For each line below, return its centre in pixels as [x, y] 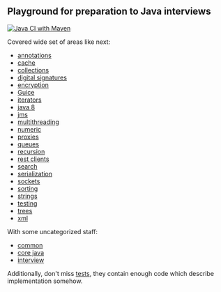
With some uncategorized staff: [53, 231]
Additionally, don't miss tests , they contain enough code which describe [111, 273]
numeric [29, 129]
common [30, 245]
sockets [29, 181]
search [27, 166]
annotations [35, 55]
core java [31, 252]
